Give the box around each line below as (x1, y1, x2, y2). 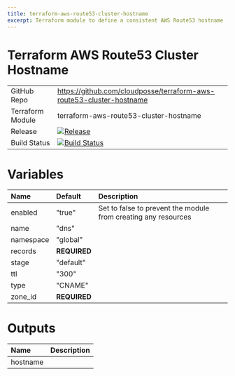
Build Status (10, 138, 50, 148)
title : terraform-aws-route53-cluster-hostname (7, 10, 149, 18)
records (10, 246, 36, 256)
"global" (55, 235, 83, 245)
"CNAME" (55, 281, 89, 290)
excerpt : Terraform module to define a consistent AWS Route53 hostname (7, 17, 224, 24)
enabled (10, 208, 38, 217)
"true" (55, 208, 76, 217)
